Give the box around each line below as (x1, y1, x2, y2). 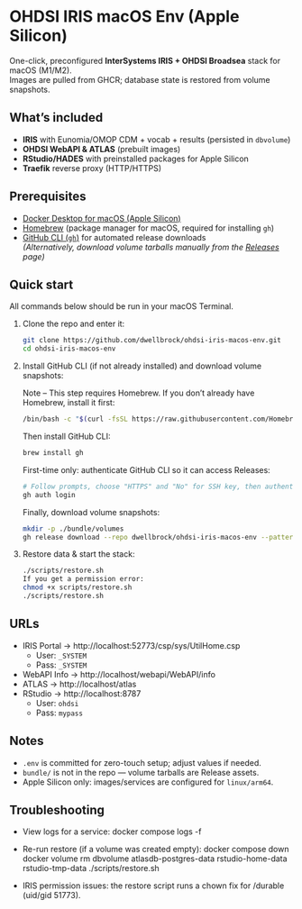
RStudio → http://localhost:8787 (22, 687, 142, 699)
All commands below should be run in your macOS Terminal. (9, 301, 234, 312)
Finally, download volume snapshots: (22, 506, 160, 517)
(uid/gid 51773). (22, 890, 81, 901)
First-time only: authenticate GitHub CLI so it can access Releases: (22, 464, 270, 475)
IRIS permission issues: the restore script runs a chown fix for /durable (22, 880, 285, 891)
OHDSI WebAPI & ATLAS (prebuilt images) (22, 143, 181, 154)
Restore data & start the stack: (22, 549, 135, 559)
